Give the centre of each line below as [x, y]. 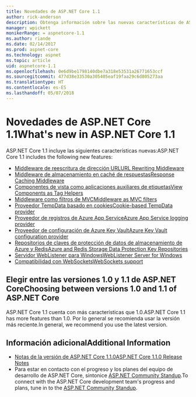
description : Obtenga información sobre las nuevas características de [95, 22]
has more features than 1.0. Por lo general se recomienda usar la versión [93, 318]
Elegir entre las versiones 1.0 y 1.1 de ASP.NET [91, 280]
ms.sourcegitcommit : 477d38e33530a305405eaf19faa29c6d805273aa [85, 77]
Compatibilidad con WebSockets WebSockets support [79, 261]
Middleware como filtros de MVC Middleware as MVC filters [86, 199]
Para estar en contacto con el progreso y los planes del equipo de [94, 370]
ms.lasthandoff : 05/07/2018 [40, 93]
